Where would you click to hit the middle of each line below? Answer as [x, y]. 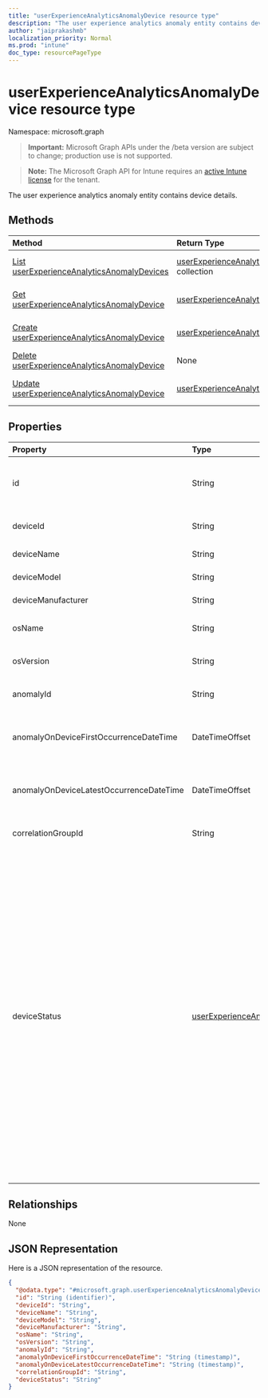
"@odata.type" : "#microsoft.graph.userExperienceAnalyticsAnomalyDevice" [140, 1290]
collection [195, 271]
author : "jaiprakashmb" [48, 30]
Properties [35, 427]
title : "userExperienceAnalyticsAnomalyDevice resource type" [114, 16]
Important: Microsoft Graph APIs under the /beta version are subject [140, 147]
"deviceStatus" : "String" [59, 1380]
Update [26, 383]
